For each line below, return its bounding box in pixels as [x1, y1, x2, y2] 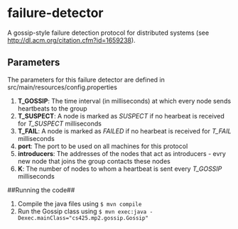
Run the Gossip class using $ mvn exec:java [17, 207, 147, 216]
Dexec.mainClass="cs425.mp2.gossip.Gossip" [17, 214, 149, 221]
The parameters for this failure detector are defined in [7, 75, 166, 84]
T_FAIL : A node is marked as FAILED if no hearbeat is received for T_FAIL [17, 126, 232, 135]
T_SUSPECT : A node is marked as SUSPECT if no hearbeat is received [17, 111, 225, 120]
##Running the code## [7, 186, 75, 194]
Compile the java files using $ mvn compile [17, 199, 142, 208]
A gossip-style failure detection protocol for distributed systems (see [7, 28, 210, 37]
